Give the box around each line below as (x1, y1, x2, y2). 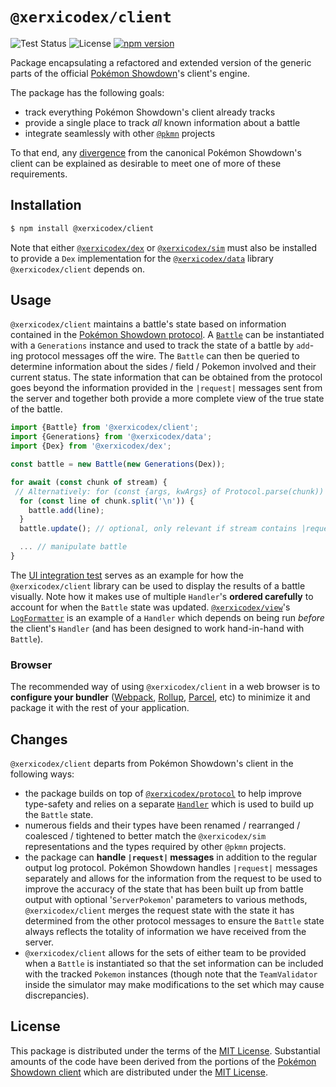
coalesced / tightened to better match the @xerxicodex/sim (24, 830, 267, 842)
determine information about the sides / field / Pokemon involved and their (10, 361, 317, 373)
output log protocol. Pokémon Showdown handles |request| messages (24, 862, 318, 874)
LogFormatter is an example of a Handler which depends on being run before (10, 611, 325, 623)
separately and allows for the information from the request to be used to (24, 873, 322, 885)
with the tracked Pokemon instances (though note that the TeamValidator (24, 968, 318, 980)
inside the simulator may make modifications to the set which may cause (24, 979, 325, 991)
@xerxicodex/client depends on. (10, 263, 146, 275)
